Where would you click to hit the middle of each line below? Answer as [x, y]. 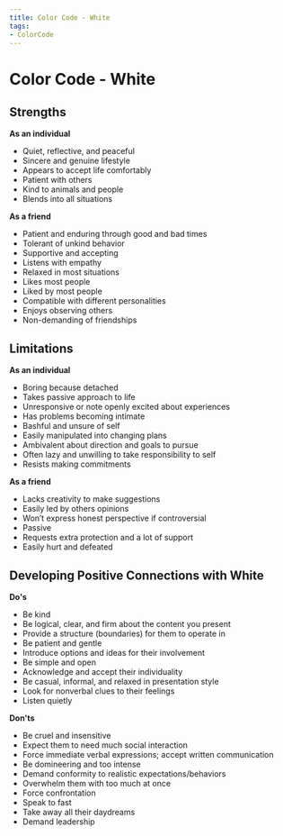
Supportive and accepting [70, 253]
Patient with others [57, 180]
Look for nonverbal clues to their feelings [98, 691]
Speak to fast [47, 802]
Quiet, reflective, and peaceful [78, 151]
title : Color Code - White [60, 18]
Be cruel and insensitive [66, 736]
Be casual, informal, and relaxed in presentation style [120, 682]
